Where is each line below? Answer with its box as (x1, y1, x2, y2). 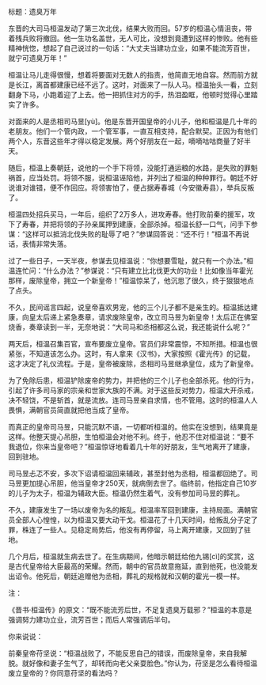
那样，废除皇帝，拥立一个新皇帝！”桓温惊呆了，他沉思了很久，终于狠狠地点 (8, 276, 255, 285)
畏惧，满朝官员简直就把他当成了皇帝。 (8, 406, 133, 414)
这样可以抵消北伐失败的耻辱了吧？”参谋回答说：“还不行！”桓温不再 (25, 229, 243, 239)
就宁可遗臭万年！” (8, 54, 67, 62)
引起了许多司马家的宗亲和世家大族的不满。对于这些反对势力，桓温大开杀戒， (8, 386, 258, 395)
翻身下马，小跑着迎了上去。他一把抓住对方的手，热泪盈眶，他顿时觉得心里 (8, 90, 251, 99)
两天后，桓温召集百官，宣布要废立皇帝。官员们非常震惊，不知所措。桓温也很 (8, 339, 258, 348)
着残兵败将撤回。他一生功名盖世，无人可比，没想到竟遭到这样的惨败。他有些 (8, 34, 258, 43)
